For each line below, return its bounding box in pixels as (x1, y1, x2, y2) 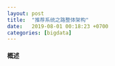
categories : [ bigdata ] (7, 29, 72, 36)
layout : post (7, 10, 44, 17)
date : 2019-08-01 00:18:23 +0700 (7, 23, 109, 30)
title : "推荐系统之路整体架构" (7, 16, 89, 23)
